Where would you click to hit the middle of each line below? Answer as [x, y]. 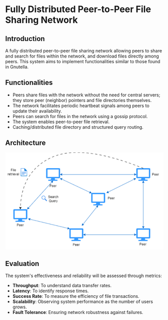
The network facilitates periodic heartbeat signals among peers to [81, 105]
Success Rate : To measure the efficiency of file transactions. [76, 296]
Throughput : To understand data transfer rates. [62, 285]
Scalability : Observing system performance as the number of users [83, 301]
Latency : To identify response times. [51, 291]
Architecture [26, 143]
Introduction [25, 39]
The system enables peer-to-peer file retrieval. [61, 122]
